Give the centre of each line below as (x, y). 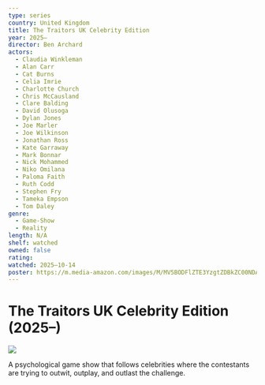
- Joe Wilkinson (42, 133)
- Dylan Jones (38, 118)
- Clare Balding (42, 103)
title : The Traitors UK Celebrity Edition (79, 30)
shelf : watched (33, 243)
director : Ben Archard (45, 45)
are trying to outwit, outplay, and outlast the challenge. (97, 373)
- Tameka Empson (42, 199)
